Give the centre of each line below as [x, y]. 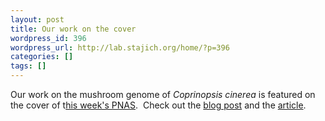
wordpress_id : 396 [48, 38]
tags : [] [28, 66]
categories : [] [42, 57]
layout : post [37, 19]
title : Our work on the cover [73, 29]
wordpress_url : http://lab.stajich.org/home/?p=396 [120, 47]
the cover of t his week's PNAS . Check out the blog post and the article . [158, 105]
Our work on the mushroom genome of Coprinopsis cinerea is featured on [163, 94]
